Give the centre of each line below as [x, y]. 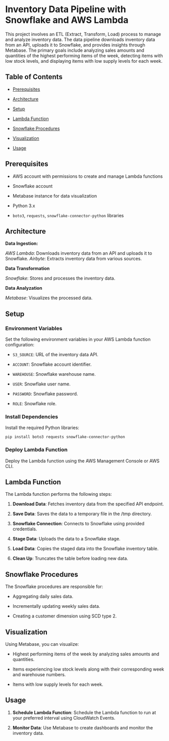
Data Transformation [27, 268]
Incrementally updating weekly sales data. [56, 606]
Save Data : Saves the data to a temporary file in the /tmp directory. [82, 514]
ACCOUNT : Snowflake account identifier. [52, 364]
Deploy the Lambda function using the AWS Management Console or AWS [82, 461]
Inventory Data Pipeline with [66, 9]
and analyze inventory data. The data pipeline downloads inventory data [80, 40]
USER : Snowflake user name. [41, 384]
